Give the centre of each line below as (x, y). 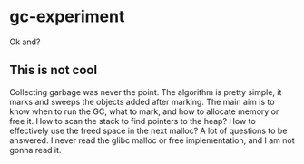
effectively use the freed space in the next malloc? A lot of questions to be (148, 130)
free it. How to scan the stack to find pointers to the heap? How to (132, 121)
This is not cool (54, 70)
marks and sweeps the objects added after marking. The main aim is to (142, 101)
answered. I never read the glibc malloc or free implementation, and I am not (152, 140)
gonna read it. (35, 150)
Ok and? (25, 42)
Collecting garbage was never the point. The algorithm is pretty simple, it (146, 92)
